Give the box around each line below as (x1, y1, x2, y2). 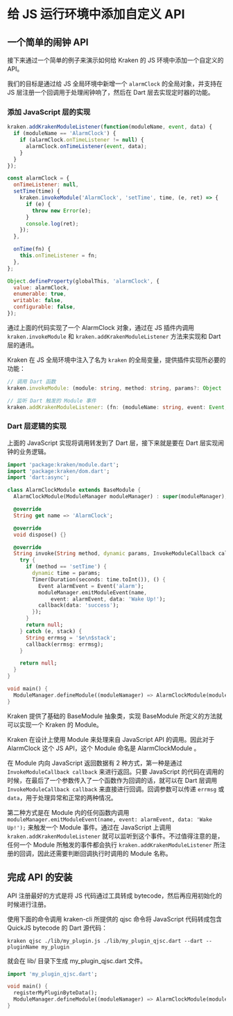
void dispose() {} (13, 531, 67, 538)
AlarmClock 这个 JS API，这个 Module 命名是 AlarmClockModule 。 (7, 744, 200, 752)
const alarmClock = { (7, 175, 70, 182)
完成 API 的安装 (7, 871, 73, 884)
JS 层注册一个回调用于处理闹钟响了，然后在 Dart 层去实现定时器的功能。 (7, 88, 214, 96)
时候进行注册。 (7, 900, 50, 908)
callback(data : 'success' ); (37, 602, 119, 609)
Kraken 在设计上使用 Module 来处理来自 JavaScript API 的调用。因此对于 (7, 735, 215, 743)
